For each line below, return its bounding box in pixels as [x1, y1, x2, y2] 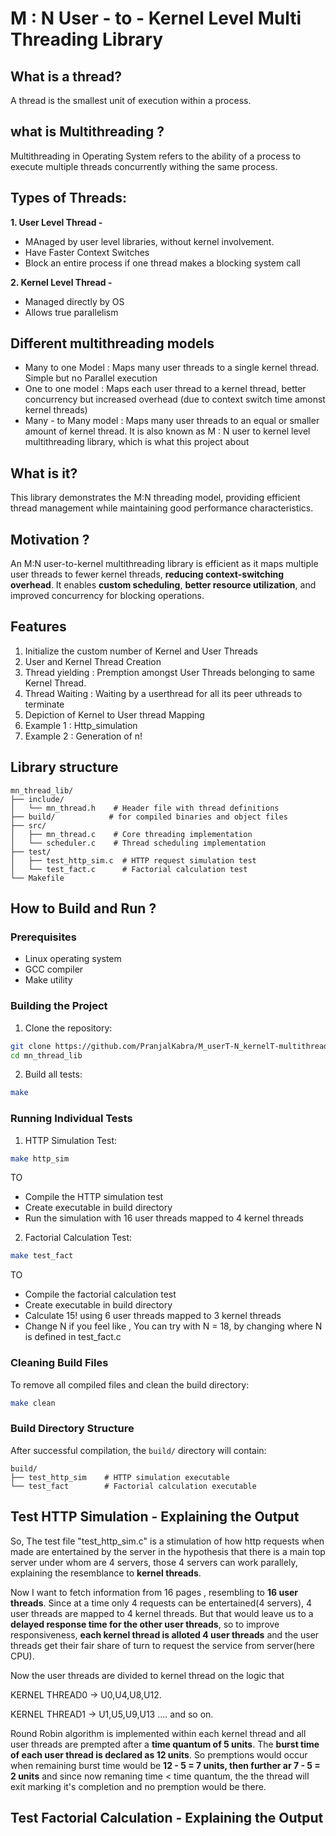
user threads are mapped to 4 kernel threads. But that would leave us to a [10, 1607, 314, 1619]
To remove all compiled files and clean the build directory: [10, 1378, 250, 1391]
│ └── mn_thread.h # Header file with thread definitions [10, 803, 280, 813]
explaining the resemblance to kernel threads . [10, 1567, 202, 1579]
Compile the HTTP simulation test [24, 1191, 164, 1203]
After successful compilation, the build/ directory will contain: [10, 1444, 267, 1456]
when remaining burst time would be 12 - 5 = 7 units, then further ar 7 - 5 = [10, 1759, 321, 1771]
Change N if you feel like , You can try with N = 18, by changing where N [24, 1320, 323, 1332]
